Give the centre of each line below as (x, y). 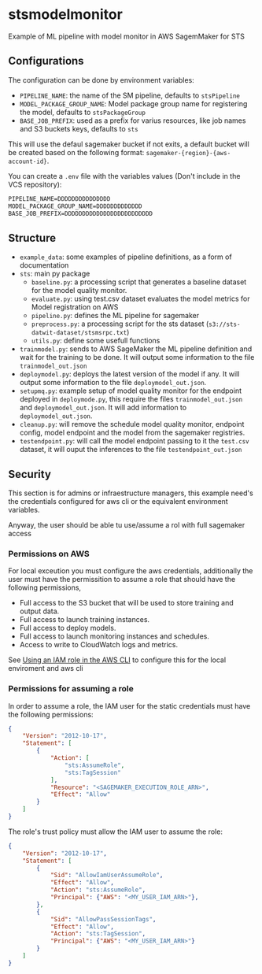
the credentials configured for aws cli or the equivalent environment (118, 501)
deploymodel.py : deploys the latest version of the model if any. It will (129, 374)
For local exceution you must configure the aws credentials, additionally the (131, 571)
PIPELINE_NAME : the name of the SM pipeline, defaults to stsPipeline (129, 95)
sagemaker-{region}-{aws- (188, 153)
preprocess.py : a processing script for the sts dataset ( (120, 324)
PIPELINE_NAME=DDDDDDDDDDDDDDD (59, 198)
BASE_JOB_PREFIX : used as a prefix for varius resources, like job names (133, 120)
